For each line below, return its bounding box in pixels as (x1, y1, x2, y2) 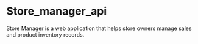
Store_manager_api (6, 4, 107, 18)
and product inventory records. (6, 31, 85, 38)
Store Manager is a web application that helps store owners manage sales (6, 24, 192, 32)
